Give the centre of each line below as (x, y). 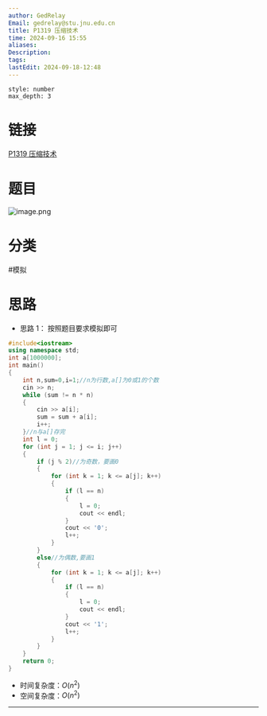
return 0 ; (39, 661)
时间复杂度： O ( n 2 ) (50, 684)
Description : (30, 53)
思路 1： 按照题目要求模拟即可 (68, 328)
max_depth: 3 (30, 96)
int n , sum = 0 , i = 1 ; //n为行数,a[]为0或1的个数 (91, 380)
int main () (26, 366)
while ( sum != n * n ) (58, 395)
